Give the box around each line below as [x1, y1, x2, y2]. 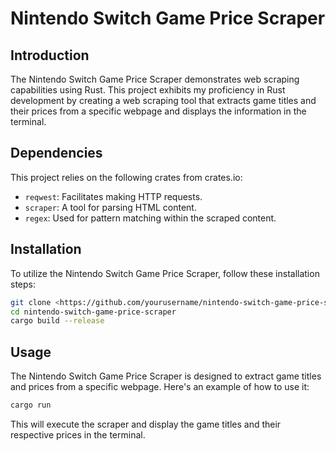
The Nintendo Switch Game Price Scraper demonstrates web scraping [10, 73, 300, 85]
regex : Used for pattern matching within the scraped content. [24, 212, 277, 224]
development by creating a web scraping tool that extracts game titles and [10, 95, 317, 106]
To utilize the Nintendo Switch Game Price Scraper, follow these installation [10, 267, 320, 279]
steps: [10, 278, 36, 290]
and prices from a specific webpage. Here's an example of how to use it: [10, 381, 310, 393]
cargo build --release [10, 316, 105, 326]
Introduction [10, 47, 90, 64]
